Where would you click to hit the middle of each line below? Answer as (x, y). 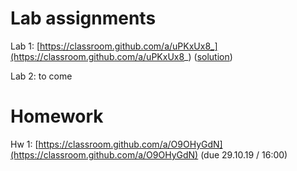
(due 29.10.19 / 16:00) (244, 154)
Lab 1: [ (25, 46)
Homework (57, 116)
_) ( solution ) (208, 56)
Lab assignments (83, 18)
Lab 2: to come (41, 76)
